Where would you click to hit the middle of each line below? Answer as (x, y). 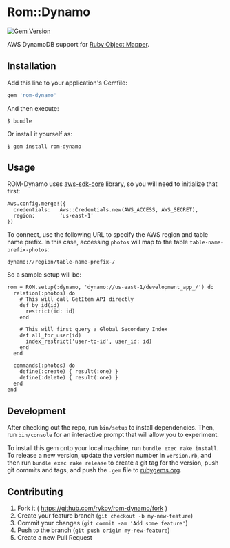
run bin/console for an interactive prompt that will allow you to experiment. (113, 435)
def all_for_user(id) (50, 336)
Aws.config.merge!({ (37, 204)
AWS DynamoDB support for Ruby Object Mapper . (79, 44)
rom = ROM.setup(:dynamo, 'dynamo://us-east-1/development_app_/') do (111, 287)
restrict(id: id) (50, 312)
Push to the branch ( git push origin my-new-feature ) (93, 530)
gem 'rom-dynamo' (32, 95)
